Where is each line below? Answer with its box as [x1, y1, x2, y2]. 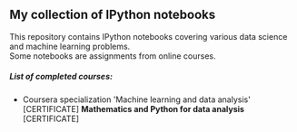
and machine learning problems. [9, 41, 131, 52]
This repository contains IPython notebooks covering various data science [9, 31, 288, 42]
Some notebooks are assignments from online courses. [9, 50, 216, 61]
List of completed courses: [9, 71, 114, 82]
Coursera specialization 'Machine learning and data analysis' [22, 94, 252, 105]
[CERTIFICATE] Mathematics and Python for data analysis [22, 103, 245, 114]
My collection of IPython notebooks [9, 7, 216, 23]
